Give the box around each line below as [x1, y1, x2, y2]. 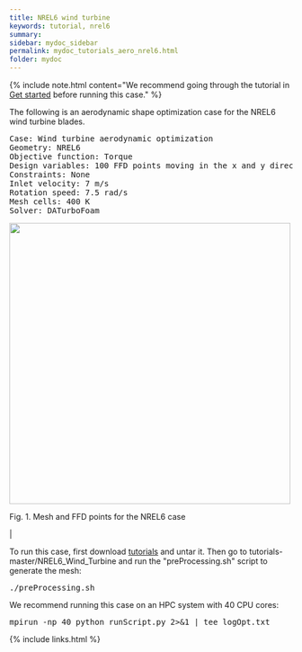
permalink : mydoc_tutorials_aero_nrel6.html [9, 47, 179, 56]
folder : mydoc [9, 55, 63, 64]
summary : [9, 30, 42, 39]
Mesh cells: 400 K [9, 197, 91, 207]
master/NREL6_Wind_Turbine [9, 556, 117, 567]
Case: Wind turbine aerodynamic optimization [9, 134, 214, 144]
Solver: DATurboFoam [9, 206, 101, 216]
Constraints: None [9, 170, 91, 180]
